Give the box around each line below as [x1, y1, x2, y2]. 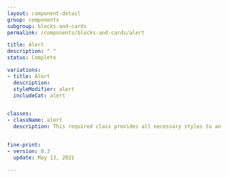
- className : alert [7, 117, 63, 124]
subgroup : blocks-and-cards [7, 23, 87, 29]
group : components [7, 16, 59, 23]
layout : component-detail [7, 10, 81, 17]
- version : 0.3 [7, 148, 51, 155]
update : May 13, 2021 [13, 154, 75, 161]
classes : [7, 110, 32, 117]
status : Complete [7, 54, 57, 62]
